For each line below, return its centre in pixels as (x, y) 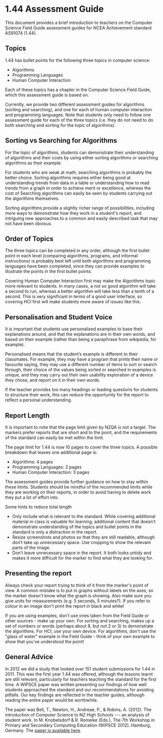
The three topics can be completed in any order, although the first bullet (77, 250)
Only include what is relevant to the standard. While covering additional (84, 516)
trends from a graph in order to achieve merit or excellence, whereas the (78, 188)
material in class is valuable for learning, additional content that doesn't (84, 521)
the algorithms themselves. (32, 198)
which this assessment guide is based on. (47, 95)
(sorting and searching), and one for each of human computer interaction (79, 109)
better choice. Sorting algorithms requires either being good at (68, 177)
